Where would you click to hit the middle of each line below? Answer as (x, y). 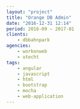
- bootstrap (32, 85)
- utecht (28, 57)
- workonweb (32, 51)
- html (25, 79)
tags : (13, 62)
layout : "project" (29, 12)
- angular (30, 68)
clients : (17, 35)
